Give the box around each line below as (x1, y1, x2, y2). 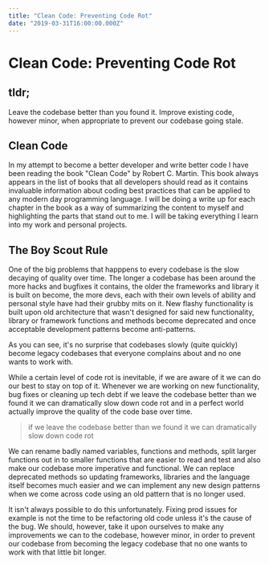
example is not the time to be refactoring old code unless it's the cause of (8, 514, 252, 523)
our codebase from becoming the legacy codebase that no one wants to (8, 539, 247, 549)
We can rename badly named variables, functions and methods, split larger (8, 447, 257, 457)
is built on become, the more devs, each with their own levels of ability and (8, 290, 256, 300)
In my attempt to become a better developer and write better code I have (8, 160, 249, 170)
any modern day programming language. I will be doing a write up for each (8, 194, 255, 204)
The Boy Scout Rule (8, 243, 108, 257)
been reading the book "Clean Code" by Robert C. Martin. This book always (8, 169, 259, 178)
